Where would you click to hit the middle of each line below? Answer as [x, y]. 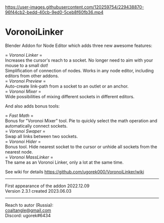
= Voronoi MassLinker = [29, 157]
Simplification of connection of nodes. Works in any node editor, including [79, 70]
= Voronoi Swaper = [25, 131]
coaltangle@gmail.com [28, 210]
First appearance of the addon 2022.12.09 [47, 186]
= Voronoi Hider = [23, 141]
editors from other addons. [32, 76]
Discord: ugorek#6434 [28, 215]
